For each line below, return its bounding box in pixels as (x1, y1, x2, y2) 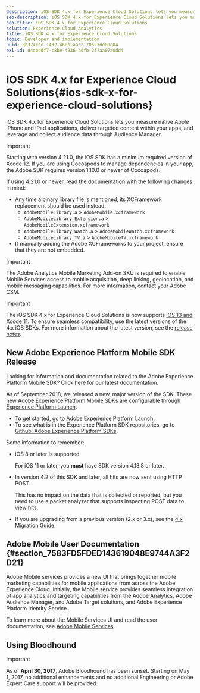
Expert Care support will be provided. (6, 680, 98, 687)
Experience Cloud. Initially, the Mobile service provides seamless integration (6, 586, 193, 593)
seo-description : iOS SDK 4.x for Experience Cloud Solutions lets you (6, 14, 187, 20)
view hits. (14, 504, 39, 511)
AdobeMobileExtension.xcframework (23, 222, 110, 228)
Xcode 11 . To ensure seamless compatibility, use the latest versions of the (6, 318, 187, 325)
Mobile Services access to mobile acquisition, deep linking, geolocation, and (6, 275, 194, 283)
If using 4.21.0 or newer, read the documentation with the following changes (6, 178, 193, 185)
